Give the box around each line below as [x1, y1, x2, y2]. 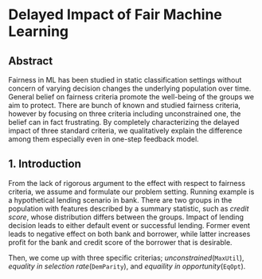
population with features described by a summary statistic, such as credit [8, 203, 249, 213]
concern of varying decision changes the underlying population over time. [8, 83, 252, 93]
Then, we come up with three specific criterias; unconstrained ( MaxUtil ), [8, 253, 244, 262]
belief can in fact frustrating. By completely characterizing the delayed [8, 118, 240, 126]
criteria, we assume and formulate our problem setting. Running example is [8, 187, 255, 196]
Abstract [8, 54, 53, 68]
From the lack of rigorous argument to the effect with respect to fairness [8, 178, 245, 188]
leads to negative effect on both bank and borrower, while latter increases [8, 229, 251, 238]
